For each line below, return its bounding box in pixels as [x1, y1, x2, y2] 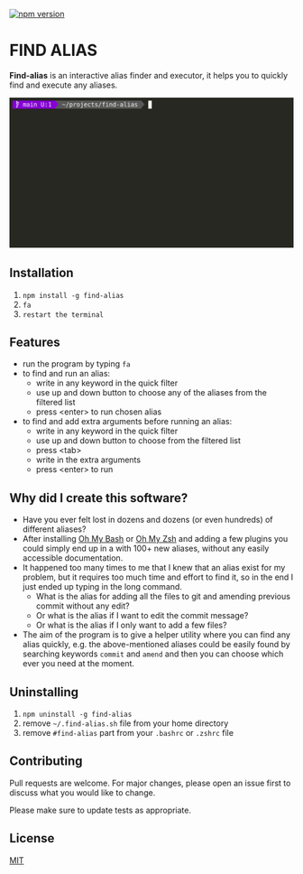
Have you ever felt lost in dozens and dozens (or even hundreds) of [22, 515, 273, 525]
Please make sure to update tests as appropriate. [9, 804, 192, 815]
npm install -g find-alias [22, 291, 124, 300]
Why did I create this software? [9, 490, 188, 506]
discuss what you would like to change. [9, 786, 156, 798]
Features [9, 334, 60, 349]
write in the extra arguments [35, 454, 142, 465]
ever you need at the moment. [22, 658, 135, 669]
